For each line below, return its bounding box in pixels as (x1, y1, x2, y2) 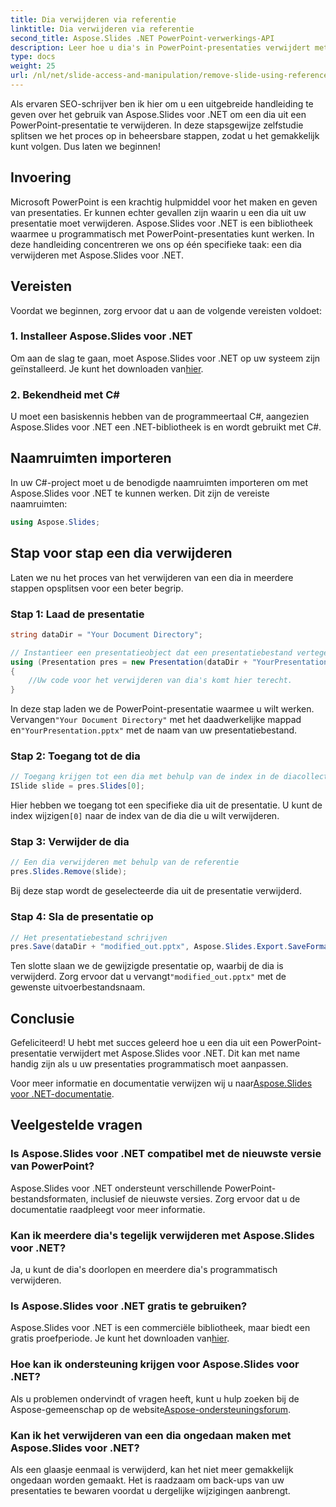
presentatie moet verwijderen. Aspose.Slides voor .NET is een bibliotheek (10, 217, 313, 229)
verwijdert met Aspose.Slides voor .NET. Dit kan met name (59, 1047, 301, 1060)
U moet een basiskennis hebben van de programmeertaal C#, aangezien (10, 411, 310, 423)
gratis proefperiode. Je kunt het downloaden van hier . (10, 1332, 230, 1345)
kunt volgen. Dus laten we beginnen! (10, 140, 161, 152)
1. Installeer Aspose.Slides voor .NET (10, 329, 193, 343)
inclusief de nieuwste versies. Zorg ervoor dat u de (90, 1192, 301, 1205)
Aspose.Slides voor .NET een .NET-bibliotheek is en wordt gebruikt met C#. (10, 421, 322, 433)
